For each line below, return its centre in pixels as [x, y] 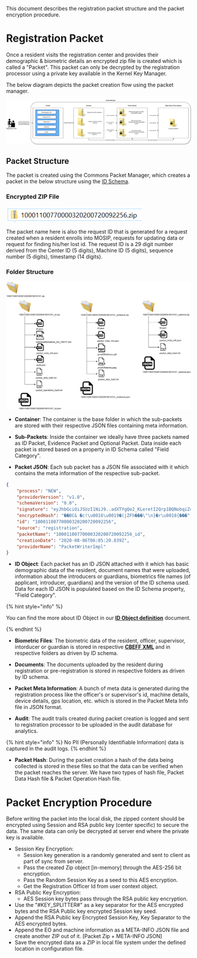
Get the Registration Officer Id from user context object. [91, 886]
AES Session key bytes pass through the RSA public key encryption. [106, 899]
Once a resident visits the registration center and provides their [82, 55]
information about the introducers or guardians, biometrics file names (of [103, 577]
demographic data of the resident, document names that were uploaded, [102, 570]
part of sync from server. [53, 861]
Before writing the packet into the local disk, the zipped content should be [95, 819]
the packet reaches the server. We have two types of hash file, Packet [99, 772]
